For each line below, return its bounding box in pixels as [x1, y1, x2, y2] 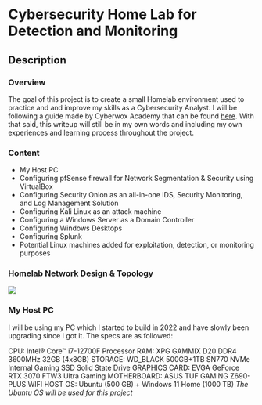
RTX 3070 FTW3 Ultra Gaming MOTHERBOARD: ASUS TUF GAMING [8, 371, 229, 381]
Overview [8, 77, 46, 88]
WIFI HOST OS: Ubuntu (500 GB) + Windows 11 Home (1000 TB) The [27, 379, 249, 389]
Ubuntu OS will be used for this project [8, 388, 133, 397]
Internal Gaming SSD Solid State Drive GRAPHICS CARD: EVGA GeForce [8, 363, 240, 372]
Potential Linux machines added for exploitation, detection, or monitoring [19, 240, 254, 250]
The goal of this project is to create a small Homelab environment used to [8, 94, 245, 103]
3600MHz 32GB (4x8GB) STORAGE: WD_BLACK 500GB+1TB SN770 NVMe [8, 354, 250, 363]
